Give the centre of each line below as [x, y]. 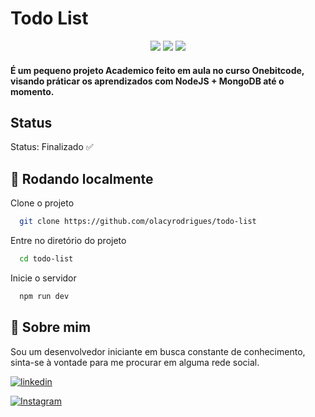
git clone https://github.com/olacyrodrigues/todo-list [138, 222]
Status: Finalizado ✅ [52, 147]
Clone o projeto [42, 203]
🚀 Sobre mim [51, 327]
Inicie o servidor [43, 278]
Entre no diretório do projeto [68, 241]
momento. [32, 91]
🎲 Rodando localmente [82, 178]
